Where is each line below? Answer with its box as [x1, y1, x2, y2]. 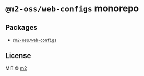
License [5, 51, 31, 60]
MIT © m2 [5, 65, 27, 71]
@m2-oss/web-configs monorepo [5, 3, 139, 14]
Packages [5, 23, 37, 32]
